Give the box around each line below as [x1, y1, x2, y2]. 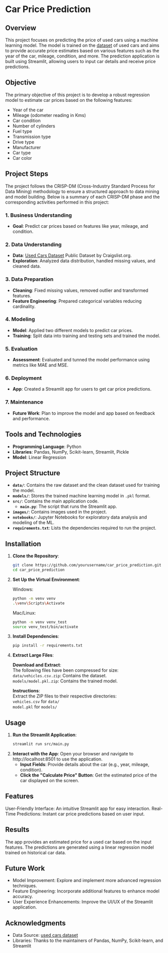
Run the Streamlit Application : [12, 732, 77, 738]
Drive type [12, 139, 34, 145]
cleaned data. [12, 263, 41, 269]
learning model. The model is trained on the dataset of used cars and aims [5, 42, 159, 48]
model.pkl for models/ [12, 704, 57, 710]
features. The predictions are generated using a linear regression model [5, 844, 154, 850]
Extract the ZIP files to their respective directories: [12, 693, 117, 699]
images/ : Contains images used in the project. [12, 509, 107, 515]
